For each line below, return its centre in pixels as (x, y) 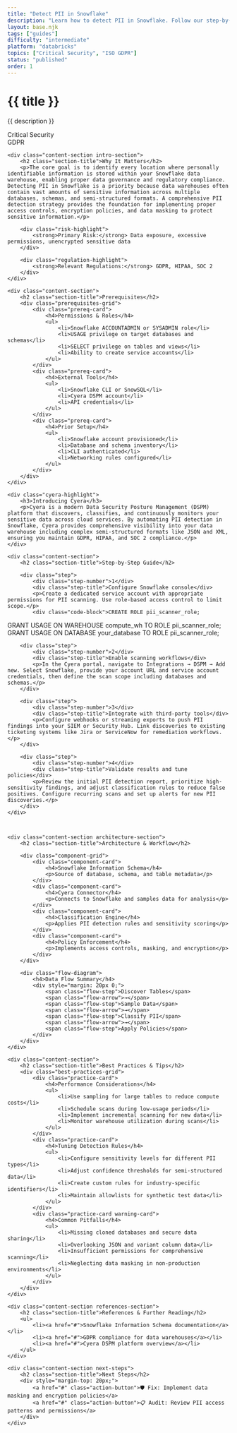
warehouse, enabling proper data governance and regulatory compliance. (116, 180)
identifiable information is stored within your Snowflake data (104, 174)
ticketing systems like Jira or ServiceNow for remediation (98, 732)
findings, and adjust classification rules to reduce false (135, 788)
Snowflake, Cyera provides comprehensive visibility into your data (110, 526)
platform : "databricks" (42, 47)
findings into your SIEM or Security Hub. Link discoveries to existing (116, 726)
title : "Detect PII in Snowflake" (58, 14)
